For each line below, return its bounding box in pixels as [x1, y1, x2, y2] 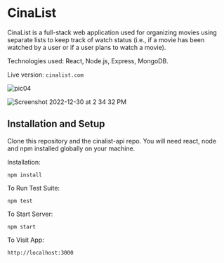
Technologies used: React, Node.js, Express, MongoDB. [7, 56, 169, 65]
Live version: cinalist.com [7, 70, 84, 79]
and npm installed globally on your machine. [7, 144, 136, 153]
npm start [7, 223, 37, 230]
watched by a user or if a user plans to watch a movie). [7, 43, 166, 51]
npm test [7, 197, 33, 205]
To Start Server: [7, 210, 53, 218]
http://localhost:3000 [7, 249, 74, 256]
